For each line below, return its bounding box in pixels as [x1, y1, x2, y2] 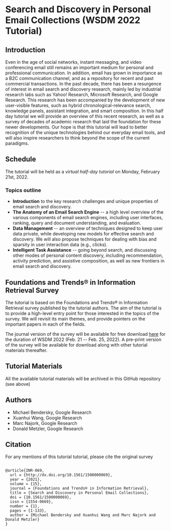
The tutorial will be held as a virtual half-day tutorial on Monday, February [5, 168, 160, 174]
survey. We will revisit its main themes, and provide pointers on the [5, 315, 146, 322]
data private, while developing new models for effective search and [12, 231, 154, 237]
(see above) [5, 381, 31, 387]
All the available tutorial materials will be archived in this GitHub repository [5, 376, 161, 382]
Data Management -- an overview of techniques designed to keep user [12, 225, 163, 231]
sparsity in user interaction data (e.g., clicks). [12, 242, 108, 248]
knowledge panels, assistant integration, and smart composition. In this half [5, 108, 164, 114]
